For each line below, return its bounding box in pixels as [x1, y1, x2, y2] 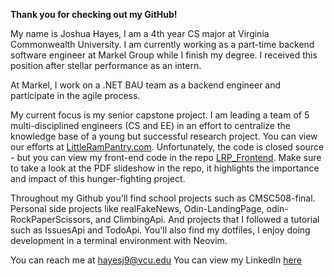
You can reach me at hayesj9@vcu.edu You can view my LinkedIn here [10, 254, 302, 266]
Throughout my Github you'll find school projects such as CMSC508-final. [10, 192, 316, 204]
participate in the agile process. [10, 90, 141, 101]
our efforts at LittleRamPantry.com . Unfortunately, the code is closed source [10, 141, 325, 153]
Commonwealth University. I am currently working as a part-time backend [10, 39, 315, 50]
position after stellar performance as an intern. [10, 60, 202, 71]
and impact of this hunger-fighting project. [10, 173, 186, 184]
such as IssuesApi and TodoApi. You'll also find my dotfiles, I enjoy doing [10, 224, 311, 236]
